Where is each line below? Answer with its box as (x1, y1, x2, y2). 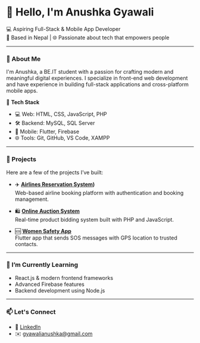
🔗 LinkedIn (14, 323, 41, 331)
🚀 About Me (6, 55, 41, 63)
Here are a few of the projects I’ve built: (6, 169, 104, 176)
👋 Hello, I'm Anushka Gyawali (6, 5, 154, 19)
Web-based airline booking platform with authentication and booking (14, 189, 184, 196)
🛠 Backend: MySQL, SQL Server (14, 119, 95, 127)
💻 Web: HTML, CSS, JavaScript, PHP (14, 111, 107, 118)
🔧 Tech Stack (6, 99, 40, 106)
